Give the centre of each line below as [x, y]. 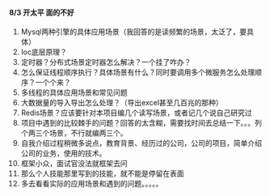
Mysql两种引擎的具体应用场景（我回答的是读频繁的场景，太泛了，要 [134, 32]
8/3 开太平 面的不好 [42, 12]
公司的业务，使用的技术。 [63, 153]
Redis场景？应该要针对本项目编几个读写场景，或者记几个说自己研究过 [137, 113]
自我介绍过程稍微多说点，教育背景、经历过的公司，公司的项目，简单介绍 [141, 143]
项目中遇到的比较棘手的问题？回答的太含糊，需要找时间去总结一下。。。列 [141, 123]
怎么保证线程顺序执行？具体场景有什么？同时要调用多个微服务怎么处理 [138, 72]
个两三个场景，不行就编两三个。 [74, 133]
